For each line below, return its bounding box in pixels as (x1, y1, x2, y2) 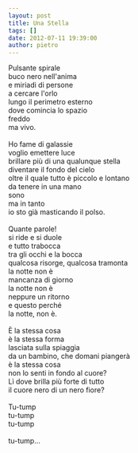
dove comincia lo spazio (8, 105, 88, 116)
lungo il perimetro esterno (8, 97, 93, 107)
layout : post (8, 11, 52, 20)
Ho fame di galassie (8, 140, 73, 149)
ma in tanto (8, 199, 45, 208)
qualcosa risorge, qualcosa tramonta (8, 258, 128, 268)
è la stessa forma (8, 334, 65, 344)
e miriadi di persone (8, 81, 74, 90)
